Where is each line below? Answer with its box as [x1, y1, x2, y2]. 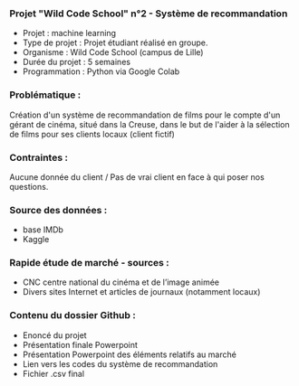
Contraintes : [9, 151, 68, 164]
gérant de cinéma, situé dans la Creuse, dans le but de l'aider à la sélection [9, 118, 290, 129]
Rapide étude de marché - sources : [9, 257, 169, 269]
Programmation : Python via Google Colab [22, 66, 180, 77]
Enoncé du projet [22, 329, 88, 341]
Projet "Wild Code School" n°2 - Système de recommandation [9, 7, 288, 20]
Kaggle [22, 234, 50, 245]
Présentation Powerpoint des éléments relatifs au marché [22, 349, 237, 360]
